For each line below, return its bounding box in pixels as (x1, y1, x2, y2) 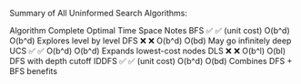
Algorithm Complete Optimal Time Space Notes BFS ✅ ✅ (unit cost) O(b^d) (9, 25, 290, 35)
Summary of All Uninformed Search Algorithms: (9, 8, 188, 18)
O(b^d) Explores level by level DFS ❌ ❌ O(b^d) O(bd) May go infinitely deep (9, 35, 292, 46)
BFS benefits (9, 66, 57, 76)
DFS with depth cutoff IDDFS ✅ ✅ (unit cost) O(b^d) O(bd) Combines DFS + (9, 56, 293, 66)
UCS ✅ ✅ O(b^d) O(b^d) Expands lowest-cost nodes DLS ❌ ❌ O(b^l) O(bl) (9, 45, 286, 56)
